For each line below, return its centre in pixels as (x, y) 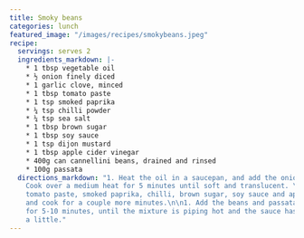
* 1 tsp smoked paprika (71, 102)
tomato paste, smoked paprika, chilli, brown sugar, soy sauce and (155, 195)
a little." (46, 219)
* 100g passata (54, 169)
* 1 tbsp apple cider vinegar (83, 152)
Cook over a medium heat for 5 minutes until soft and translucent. (157, 186)
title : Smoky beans (46, 18)
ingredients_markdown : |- (66, 60)
